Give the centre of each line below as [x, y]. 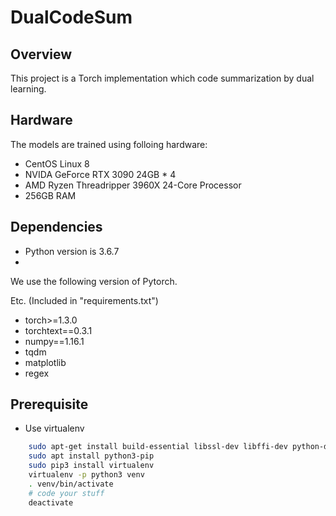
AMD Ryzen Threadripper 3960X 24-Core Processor [133, 185]
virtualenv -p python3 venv [86, 475]
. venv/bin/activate [71, 484]
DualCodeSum [71, 17]
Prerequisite [49, 404]
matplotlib [45, 362]
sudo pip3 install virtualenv [91, 466]
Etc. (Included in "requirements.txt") [84, 300]
